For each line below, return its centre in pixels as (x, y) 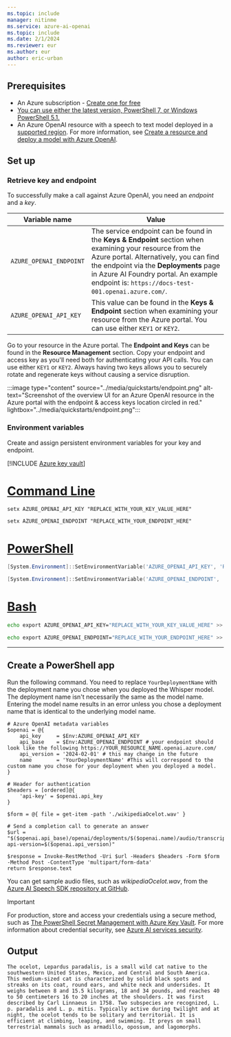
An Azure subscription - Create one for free (79, 102)
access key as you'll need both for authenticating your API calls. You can (110, 360)
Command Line (51, 491)
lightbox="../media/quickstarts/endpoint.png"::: (74, 410)
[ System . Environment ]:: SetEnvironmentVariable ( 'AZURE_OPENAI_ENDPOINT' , (113, 579)
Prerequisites (36, 86)
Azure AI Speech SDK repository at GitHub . (68, 888)
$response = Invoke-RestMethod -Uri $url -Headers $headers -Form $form (113, 856)
